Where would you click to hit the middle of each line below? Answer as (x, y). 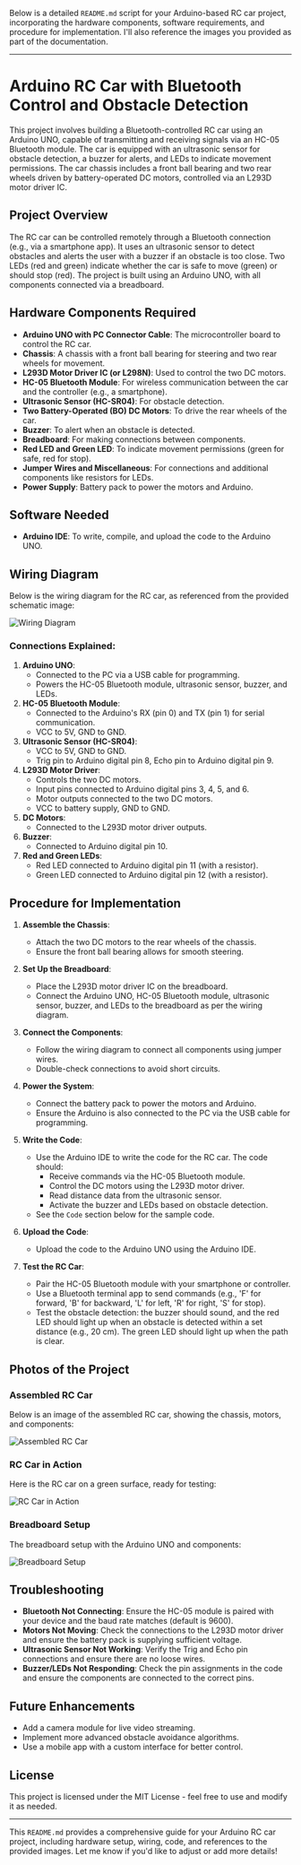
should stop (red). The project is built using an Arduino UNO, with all (135, 275)
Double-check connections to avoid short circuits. (128, 1069)
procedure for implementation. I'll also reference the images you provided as (150, 32)
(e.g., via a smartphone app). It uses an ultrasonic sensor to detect (132, 247)
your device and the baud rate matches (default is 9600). (128, 1621)
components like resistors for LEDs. (88, 477)
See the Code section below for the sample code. (125, 1215)
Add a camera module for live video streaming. (108, 1728)
